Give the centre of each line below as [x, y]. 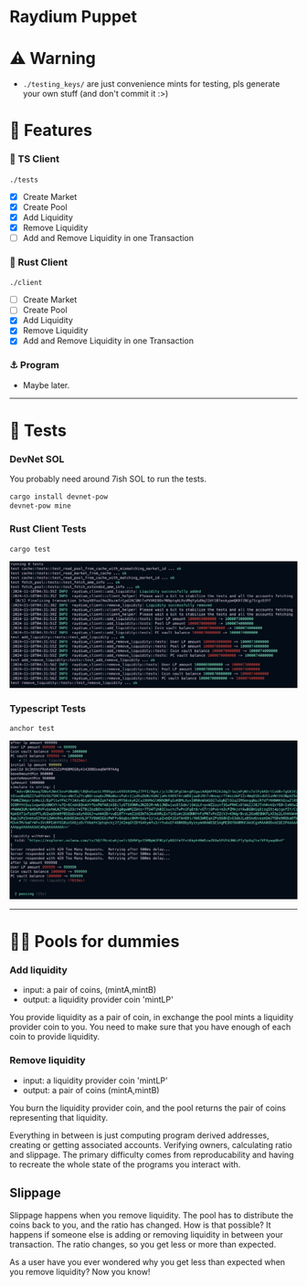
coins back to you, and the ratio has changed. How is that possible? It [140, 1225]
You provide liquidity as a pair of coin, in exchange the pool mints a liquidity [152, 1017]
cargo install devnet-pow [58, 497]
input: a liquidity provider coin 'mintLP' [95, 1080]
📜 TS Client [34, 159]
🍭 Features [51, 131]
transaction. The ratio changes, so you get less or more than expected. [143, 1244]
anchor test [32, 728]
